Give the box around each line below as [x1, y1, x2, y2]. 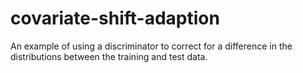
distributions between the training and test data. [10, 50, 208, 62]
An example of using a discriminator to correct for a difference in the [10, 40, 293, 52]
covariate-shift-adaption [10, 7, 220, 30]
